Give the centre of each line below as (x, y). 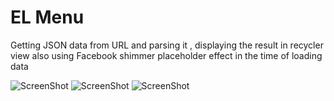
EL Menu (47, 17)
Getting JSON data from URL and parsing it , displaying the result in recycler (167, 45)
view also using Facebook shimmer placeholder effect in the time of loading (166, 55)
